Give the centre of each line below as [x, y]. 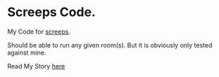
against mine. [27, 52]
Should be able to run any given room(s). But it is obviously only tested [110, 45]
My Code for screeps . [39, 31]
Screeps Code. [52, 12]
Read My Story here [36, 66]
